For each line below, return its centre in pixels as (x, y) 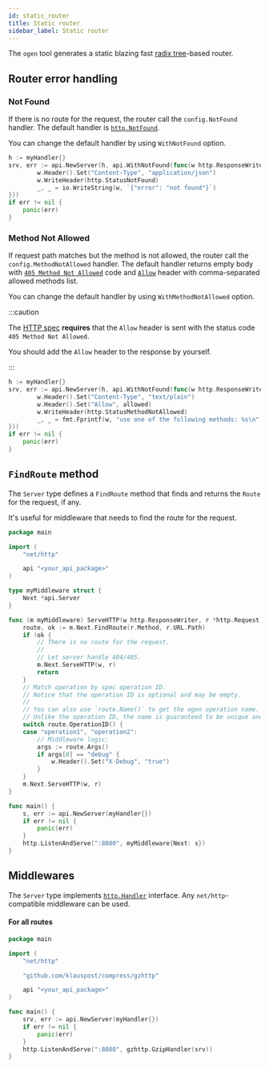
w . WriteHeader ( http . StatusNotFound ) (98, 180)
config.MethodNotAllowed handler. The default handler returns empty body (131, 264)
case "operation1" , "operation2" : (80, 732)
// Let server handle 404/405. (89, 658)
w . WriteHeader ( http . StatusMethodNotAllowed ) (112, 412)
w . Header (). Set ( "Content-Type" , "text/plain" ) (116, 397)
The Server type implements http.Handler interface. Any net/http (117, 895)
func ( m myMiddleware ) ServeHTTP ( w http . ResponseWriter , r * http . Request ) (136, 620)
